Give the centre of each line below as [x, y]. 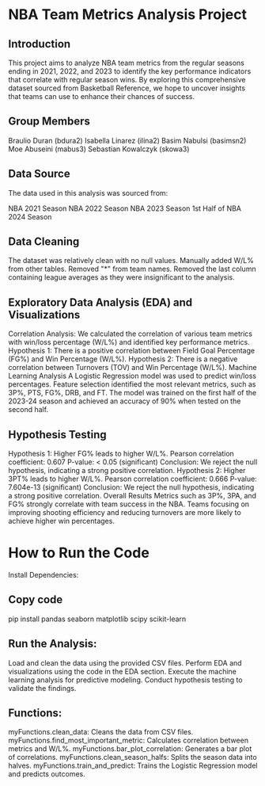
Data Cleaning [44, 242]
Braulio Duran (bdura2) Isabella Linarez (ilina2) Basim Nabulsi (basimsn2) [127, 140]
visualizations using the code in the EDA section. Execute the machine [123, 671]
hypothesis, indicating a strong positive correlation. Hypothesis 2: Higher [127, 471]
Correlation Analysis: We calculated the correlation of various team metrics [131, 334]
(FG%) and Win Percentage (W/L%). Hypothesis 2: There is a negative [123, 359]
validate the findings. [42, 688]
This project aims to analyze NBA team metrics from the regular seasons [127, 63]
